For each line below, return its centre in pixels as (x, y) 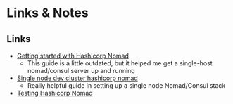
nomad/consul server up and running (81, 71)
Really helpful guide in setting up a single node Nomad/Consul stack (126, 85)
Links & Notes (48, 13)
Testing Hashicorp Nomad (55, 93)
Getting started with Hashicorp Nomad (73, 56)
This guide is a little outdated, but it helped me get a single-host (120, 63)
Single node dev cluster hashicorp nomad (77, 78)
